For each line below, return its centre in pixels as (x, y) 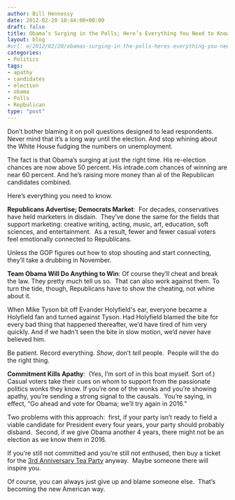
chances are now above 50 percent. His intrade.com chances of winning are (117, 167)
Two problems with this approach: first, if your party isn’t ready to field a (112, 417)
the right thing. (29, 360)
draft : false (26, 27)
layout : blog (26, 40)
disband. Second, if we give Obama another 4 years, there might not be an (116, 432)
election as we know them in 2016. (57, 439)
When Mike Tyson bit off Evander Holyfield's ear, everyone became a (107, 310)
